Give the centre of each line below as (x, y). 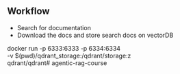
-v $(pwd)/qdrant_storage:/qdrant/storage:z (69, 56)
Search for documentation (54, 27)
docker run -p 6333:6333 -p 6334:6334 (64, 48)
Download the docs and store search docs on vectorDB (95, 35)
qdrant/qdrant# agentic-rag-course (57, 63)
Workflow (28, 11)
